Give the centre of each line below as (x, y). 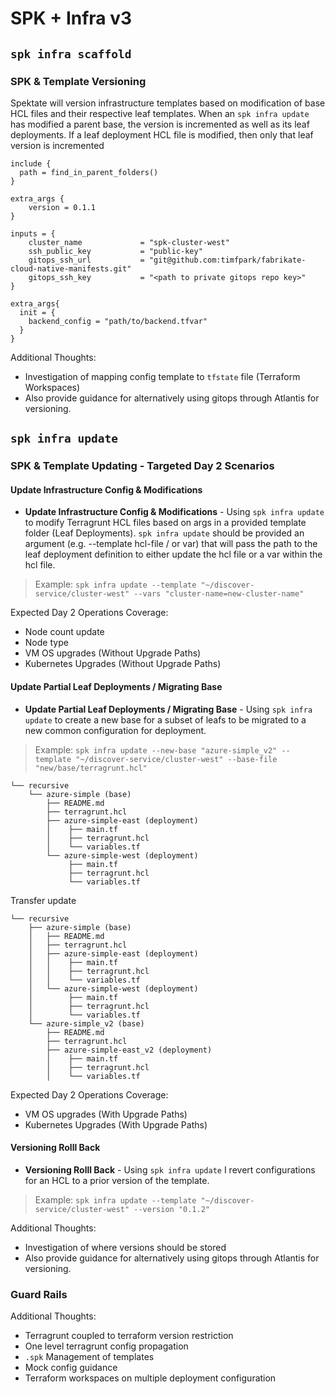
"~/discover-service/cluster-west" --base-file (176, 759)
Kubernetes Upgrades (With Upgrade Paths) (116, 1124)
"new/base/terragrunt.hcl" (91, 768)
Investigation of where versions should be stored (125, 1247)
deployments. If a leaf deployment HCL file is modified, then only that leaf (162, 134)
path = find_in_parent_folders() (89, 172)
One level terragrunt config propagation (106, 1346)
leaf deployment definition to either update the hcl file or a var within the (173, 554)
